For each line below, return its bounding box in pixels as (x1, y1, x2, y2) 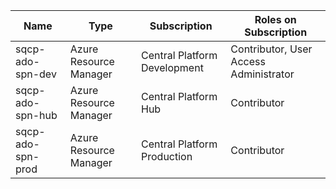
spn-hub (15, 109, 58, 122)
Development (141, 61, 204, 74)
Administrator (230, 67, 295, 81)
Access (230, 55, 266, 68)
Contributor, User (230, 42, 313, 56)
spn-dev (15, 67, 57, 81)
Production (141, 150, 193, 163)
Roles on (254, 13, 297, 26)
